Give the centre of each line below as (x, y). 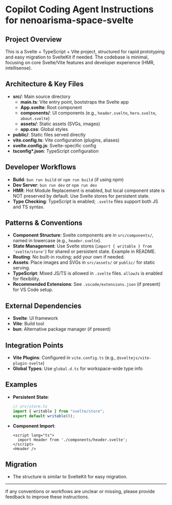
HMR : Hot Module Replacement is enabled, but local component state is (89, 190)
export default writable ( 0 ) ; (44, 416)
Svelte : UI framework (35, 318)
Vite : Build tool (28, 324)
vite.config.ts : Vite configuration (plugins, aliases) (66, 140)
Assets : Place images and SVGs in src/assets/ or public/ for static (84, 262)
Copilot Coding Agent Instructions (80, 9)
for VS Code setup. (33, 290)
